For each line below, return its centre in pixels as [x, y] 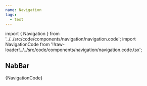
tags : [11, 15]
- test [17, 19]
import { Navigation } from [32, 34]
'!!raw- [58, 45]
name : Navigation [23, 10]
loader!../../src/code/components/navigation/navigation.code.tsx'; [74, 50]
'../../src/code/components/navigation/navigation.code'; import [71, 39]
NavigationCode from [28, 45]
